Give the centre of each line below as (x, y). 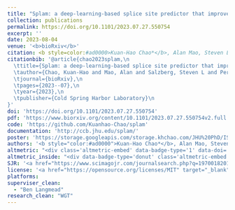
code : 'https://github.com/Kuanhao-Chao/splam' (78, 124)
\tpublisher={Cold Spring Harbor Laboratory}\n (84, 99)
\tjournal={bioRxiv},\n (48, 79)
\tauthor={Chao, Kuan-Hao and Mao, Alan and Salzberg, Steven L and (115, 72)
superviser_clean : (34, 183)
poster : (19, 137)
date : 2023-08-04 (33, 40)
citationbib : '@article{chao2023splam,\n (69, 59)
